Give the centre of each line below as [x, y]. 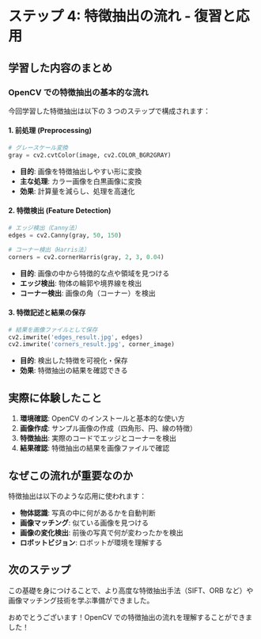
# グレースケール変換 [38, 148]
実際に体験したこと [55, 398]
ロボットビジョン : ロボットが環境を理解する [91, 542]
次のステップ [40, 570]
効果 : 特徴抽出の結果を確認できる [74, 371]
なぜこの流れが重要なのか [70, 475]
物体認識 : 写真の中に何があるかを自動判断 [87, 512]
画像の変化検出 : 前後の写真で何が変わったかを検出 [101, 532]
